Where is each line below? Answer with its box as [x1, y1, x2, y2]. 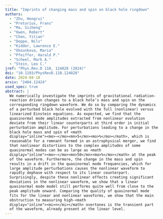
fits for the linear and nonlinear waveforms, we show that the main [9, 193, 154, 198]
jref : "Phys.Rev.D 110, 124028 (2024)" [5, 66, 86, 71]
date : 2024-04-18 [5, 75, 41, 80]
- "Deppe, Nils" [9, 39, 42, 44]
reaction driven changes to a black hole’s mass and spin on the [9, 98, 145, 103]
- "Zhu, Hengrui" [9, 16, 45, 21]
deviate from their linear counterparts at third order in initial [9, 120, 150, 125]
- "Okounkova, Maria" [9, 48, 54, 53]
